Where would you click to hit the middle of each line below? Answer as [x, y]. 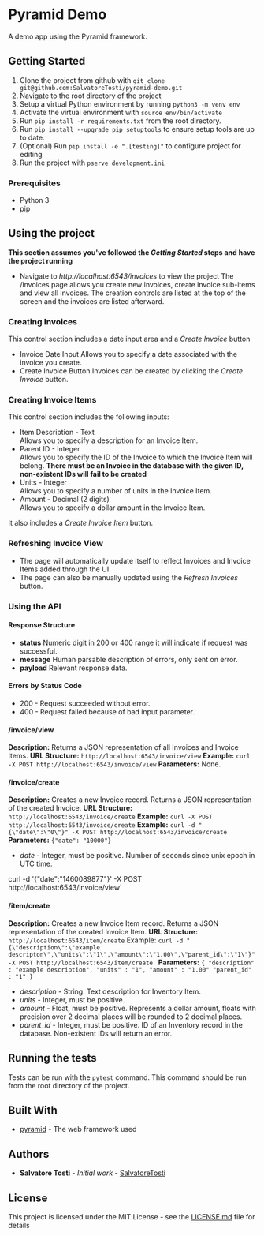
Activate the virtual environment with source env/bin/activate [121, 112]
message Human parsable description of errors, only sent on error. [128, 659]
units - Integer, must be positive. [72, 999]
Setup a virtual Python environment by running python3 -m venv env [130, 103]
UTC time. [36, 864]
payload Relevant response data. [73, 668]
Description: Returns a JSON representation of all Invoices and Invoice [123, 747]
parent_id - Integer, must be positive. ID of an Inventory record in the [131, 1024]
